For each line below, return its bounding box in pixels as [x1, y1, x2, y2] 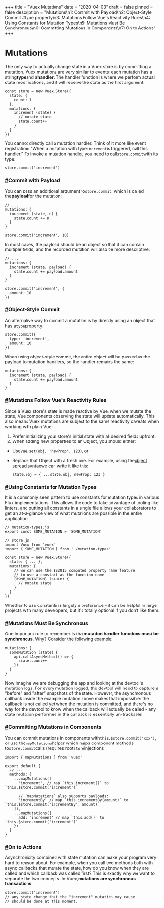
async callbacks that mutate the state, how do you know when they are [5, 865, 149, 871]
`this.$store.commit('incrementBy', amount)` [5, 802, 100, 807]
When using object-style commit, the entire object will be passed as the [5, 354, 151, 359]
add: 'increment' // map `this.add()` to [18, 815, 105, 820]
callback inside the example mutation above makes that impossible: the [5, 696, 149, 702]
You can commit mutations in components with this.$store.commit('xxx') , [5, 735, 156, 741]
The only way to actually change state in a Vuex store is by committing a [5, 63, 152, 69]
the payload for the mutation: [5, 193, 62, 199]
